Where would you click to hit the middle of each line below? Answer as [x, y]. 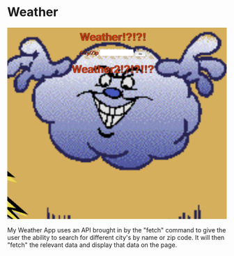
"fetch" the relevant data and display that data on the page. [92, 245]
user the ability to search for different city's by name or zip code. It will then [116, 237]
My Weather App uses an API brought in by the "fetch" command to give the [117, 230]
